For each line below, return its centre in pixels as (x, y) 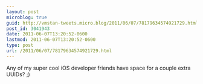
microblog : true (27, 17)
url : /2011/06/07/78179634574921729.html (59, 51)
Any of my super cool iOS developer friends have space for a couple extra (98, 68)
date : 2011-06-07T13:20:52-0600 (47, 34)
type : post (20, 46)
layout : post (23, 12)
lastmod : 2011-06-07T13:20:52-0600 (51, 40)
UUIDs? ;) (18, 74)
